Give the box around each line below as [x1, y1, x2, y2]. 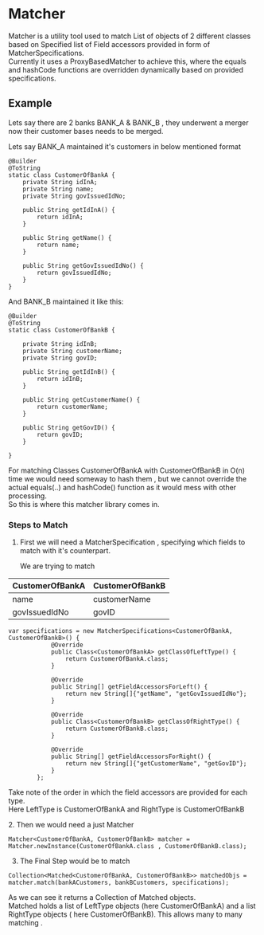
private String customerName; [22, 347, 123, 355]
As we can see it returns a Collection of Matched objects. [8, 893, 196, 902]
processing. [8, 491, 48, 501]
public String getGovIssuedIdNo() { [22, 261, 145, 269]
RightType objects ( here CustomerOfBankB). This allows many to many [8, 909, 243, 919]
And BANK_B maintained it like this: [8, 297, 124, 306]
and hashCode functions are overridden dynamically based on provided [8, 65, 244, 74]
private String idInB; [22, 340, 98, 348]
